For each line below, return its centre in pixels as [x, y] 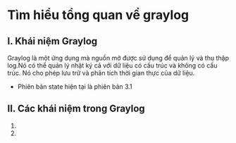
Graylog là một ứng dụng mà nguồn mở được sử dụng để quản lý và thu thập [118, 58]
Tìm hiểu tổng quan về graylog [98, 15]
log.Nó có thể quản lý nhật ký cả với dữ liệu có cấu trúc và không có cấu [112, 66]
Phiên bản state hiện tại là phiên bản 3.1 [75, 87]
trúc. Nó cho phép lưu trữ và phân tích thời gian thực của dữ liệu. [101, 73]
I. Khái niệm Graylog [52, 41]
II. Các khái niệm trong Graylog [76, 109]
